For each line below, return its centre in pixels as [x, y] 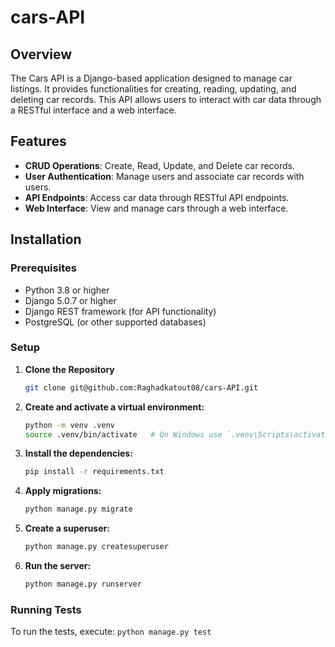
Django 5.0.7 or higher [70, 300]
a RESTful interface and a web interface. [93, 110]
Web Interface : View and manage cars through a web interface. [156, 208]
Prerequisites [43, 268]
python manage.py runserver [83, 584]
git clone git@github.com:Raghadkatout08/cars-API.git [141, 387]
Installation [46, 239]
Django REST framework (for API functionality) [120, 311]
